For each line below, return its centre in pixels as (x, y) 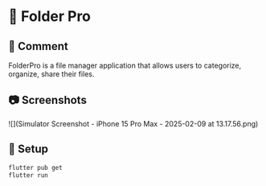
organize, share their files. (51, 74)
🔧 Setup (29, 149)
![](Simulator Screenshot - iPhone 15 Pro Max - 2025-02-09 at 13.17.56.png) (133, 123)
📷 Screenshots (47, 100)
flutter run (28, 175)
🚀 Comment (38, 46)
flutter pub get (35, 167)
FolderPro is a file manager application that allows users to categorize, (125, 65)
